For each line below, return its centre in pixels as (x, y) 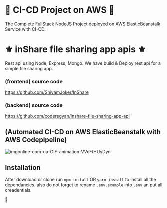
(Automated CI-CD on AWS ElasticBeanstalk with (83, 132)
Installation (23, 168)
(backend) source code (34, 105)
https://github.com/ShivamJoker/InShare (47, 92)
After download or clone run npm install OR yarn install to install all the (81, 180)
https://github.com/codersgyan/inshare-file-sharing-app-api (67, 116)
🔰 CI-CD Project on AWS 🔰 (60, 10)
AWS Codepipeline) (36, 140)
